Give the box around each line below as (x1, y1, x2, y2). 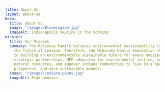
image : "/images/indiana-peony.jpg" (9, 71, 84, 76)
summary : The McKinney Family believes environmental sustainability (9, 44, 155, 48)
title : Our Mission (9, 39, 50, 44)
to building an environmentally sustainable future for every (14, 52, 144, 58)
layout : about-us (5, 12, 41, 17)
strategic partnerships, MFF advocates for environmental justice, (14, 57, 155, 62)
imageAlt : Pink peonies (9, 75, 58, 80)
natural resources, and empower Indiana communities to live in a (14, 62, 153, 67)
